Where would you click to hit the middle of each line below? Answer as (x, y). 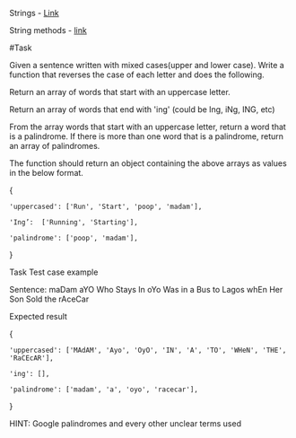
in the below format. (46, 173)
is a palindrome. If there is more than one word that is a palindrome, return (147, 136)
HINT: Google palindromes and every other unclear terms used (126, 424)
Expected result (38, 316)
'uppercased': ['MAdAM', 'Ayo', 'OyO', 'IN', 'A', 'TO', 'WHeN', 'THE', (148, 350)
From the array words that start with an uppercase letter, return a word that (148, 127)
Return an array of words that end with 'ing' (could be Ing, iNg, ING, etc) (142, 109)
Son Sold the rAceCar (49, 299)
